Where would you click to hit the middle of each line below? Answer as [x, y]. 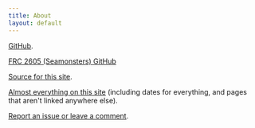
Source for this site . [41, 76]
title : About [30, 16]
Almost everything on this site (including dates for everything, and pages [127, 91]
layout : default [35, 23]
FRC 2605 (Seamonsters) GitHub [63, 61]
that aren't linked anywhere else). [63, 100]
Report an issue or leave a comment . [69, 115]
